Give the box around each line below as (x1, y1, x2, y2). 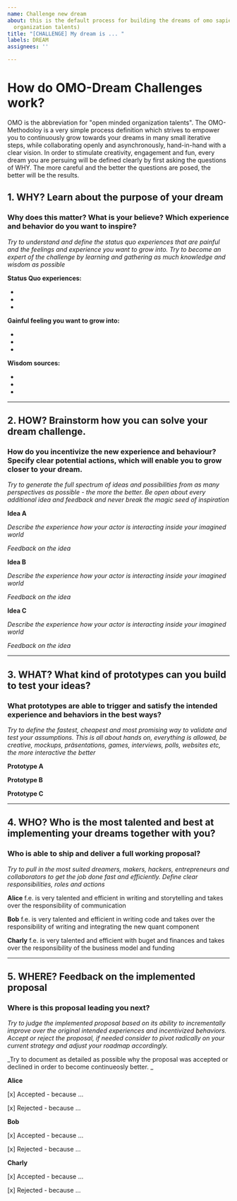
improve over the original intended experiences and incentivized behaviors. (7, 1026, 227, 1035)
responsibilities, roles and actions (7, 880, 105, 888)
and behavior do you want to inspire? (7, 221, 137, 231)
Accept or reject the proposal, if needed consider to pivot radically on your (7, 1034, 225, 1043)
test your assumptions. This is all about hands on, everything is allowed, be (7, 733, 227, 741)
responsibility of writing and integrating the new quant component (7, 922, 200, 931)
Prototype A (7, 762, 44, 770)
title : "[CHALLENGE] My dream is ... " (7, 30, 125, 37)
